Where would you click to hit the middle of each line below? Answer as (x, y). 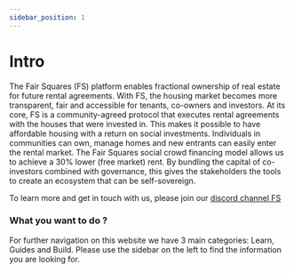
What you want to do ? (59, 221)
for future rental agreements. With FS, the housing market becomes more (143, 95)
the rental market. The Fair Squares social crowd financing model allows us (147, 152)
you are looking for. (44, 259)
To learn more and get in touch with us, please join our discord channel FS (145, 197)
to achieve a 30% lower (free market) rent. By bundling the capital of (135, 162)
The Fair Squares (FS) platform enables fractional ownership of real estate (145, 86)
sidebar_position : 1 (48, 17)
